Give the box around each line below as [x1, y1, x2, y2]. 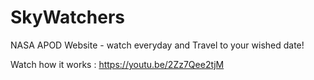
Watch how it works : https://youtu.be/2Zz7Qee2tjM [10, 58, 225, 70]
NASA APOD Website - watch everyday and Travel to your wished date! [10, 39, 305, 51]
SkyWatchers [10, 6, 125, 29]
